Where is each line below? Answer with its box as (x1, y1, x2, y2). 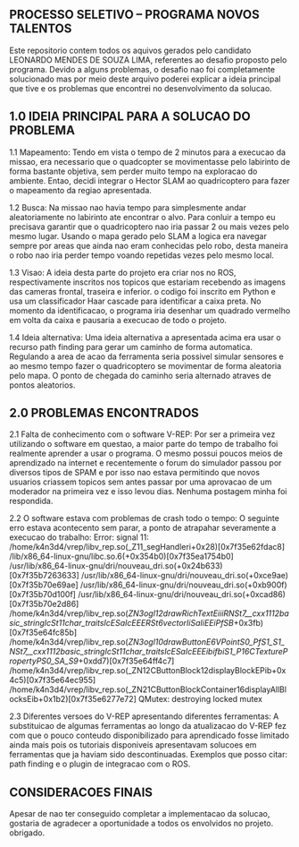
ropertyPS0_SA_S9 (9, 655, 79, 666)
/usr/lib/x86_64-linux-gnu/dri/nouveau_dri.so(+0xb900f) (79, 579, 287, 590)
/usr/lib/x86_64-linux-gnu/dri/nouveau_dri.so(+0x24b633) (9, 560, 223, 571)
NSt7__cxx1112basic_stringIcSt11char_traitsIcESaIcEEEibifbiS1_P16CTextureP (9, 646, 288, 657)
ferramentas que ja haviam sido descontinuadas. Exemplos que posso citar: (9, 749, 288, 760)
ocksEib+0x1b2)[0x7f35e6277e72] (9, 694, 137, 705)
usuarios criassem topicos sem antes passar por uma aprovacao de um (9, 476, 272, 487)
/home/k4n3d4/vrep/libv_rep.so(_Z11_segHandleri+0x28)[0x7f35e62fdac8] (9, 542, 286, 552)
